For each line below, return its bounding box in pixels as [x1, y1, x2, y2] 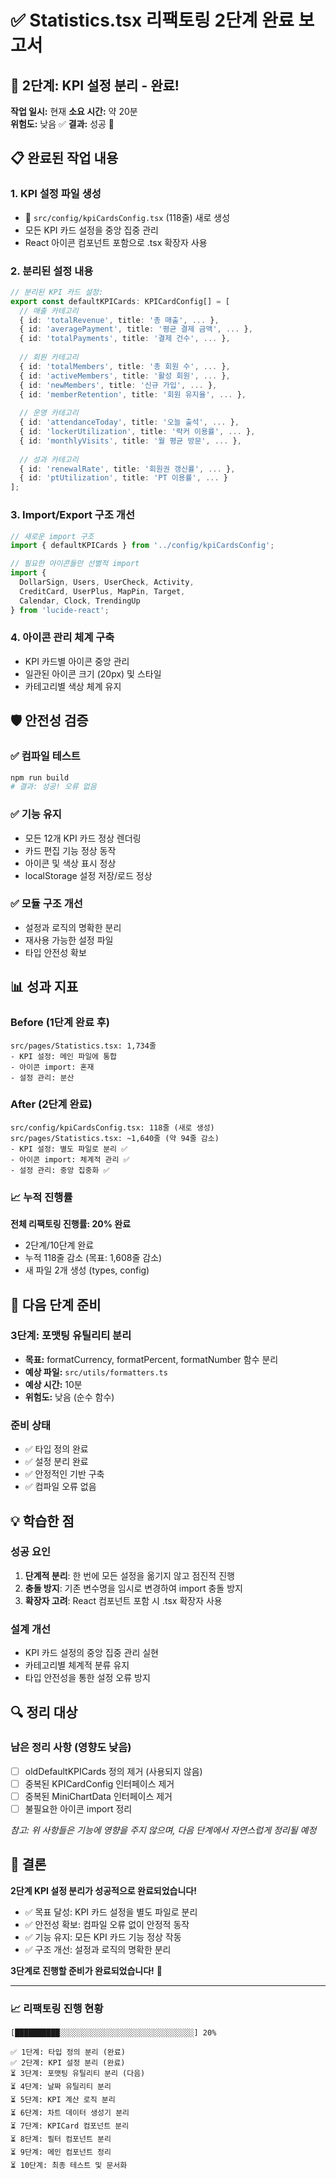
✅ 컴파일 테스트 [10, 749, 81, 763]
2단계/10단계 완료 [24, 1239, 95, 1251]
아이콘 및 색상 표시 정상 [24, 857, 117, 869]
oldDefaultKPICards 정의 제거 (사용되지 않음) [24, 1765, 203, 1777]
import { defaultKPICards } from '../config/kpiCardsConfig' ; [10, 541, 275, 551]
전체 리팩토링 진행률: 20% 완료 [10, 1218, 132, 1230]
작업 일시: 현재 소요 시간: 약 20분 [10, 106, 138, 117]
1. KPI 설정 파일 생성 [10, 187, 102, 201]
